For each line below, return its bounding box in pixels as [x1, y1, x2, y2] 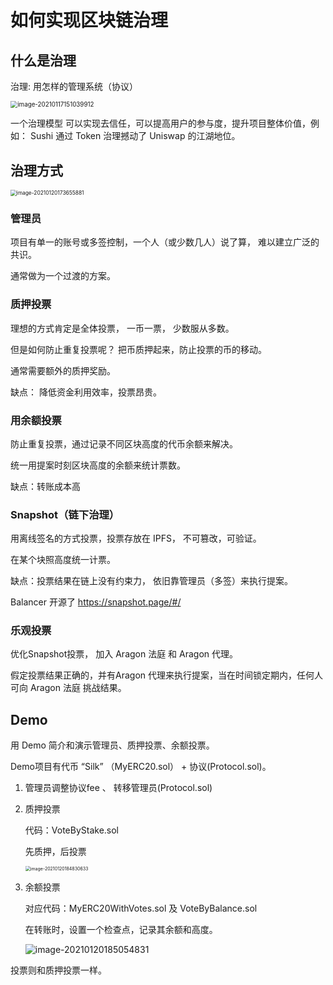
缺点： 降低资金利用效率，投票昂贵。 [10, 386, 162, 398]
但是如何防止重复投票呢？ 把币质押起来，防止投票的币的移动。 [10, 343, 267, 355]
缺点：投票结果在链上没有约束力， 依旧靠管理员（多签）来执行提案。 [10, 575, 293, 587]
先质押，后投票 [24, 846, 87, 858]
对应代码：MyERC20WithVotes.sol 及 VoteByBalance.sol [24, 902, 258, 915]
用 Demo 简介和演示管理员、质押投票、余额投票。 [10, 739, 215, 751]
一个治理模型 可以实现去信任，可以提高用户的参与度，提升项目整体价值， [10, 117, 311, 130]
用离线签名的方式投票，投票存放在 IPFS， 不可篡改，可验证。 [10, 532, 262, 545]
